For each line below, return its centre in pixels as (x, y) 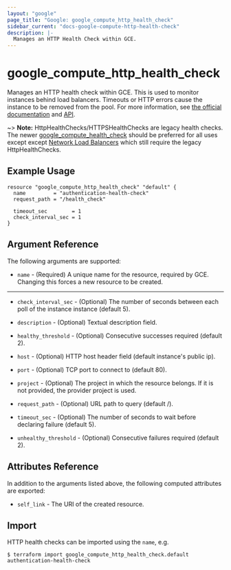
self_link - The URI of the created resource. (80, 504)
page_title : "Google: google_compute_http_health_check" (90, 20)
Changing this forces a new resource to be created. (90, 282)
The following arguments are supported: (64, 261)
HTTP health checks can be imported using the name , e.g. (88, 542)
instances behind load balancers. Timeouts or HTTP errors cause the (105, 100)
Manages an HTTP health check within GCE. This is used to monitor (103, 92)
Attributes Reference (53, 467)
